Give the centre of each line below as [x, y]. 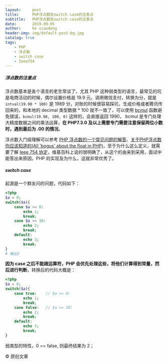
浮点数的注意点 [21, 78]
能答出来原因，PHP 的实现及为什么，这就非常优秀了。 [61, 158]
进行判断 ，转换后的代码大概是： [42, 270]
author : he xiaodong [31, 29]
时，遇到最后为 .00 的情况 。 [34, 129]
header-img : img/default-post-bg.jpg [45, 33]
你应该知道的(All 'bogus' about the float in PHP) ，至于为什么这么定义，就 [81, 146]
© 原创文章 [17, 356]
